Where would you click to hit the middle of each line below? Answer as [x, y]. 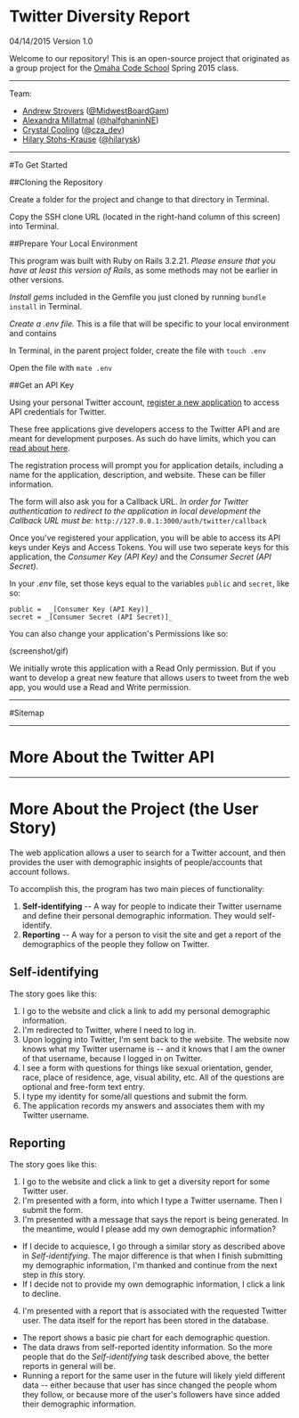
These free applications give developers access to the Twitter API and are [145, 429]
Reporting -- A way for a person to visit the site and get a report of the [152, 935]
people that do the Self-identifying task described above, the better [145, 1356]
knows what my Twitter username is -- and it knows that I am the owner [154, 1049]
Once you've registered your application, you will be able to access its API [145, 538]
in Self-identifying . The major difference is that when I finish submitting [152, 1256]
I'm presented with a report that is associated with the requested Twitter [154, 1311]
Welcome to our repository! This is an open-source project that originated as [149, 58]
